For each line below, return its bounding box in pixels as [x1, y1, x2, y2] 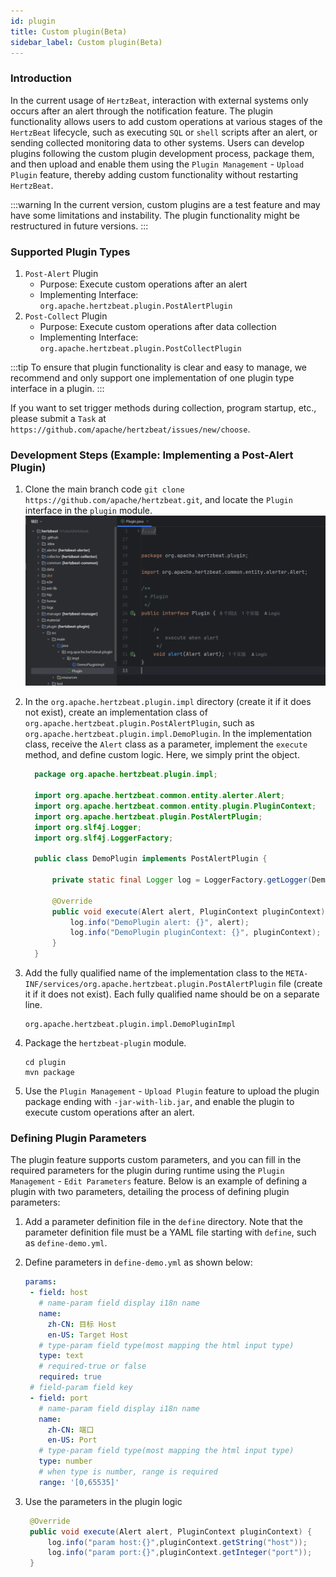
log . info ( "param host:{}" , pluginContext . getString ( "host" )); [47, 1537, 308, 1547]
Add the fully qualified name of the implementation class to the [24, 967, 284, 979]
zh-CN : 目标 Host [47, 1319, 117, 1329]
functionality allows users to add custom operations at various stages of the [10, 115, 323, 127]
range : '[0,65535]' [38, 1477, 120, 1487]
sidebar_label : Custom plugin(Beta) [10, 37, 163, 47]
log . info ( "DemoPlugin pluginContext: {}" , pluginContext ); [69, 928, 322, 938]
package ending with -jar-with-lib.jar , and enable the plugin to [24, 1096, 295, 1107]
